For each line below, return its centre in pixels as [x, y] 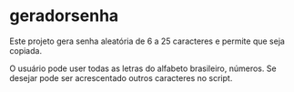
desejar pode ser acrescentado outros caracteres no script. [121, 77]
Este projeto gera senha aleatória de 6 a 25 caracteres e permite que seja [147, 41]
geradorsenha [64, 16]
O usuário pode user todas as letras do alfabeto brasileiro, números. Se [143, 68]
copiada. [26, 50]
